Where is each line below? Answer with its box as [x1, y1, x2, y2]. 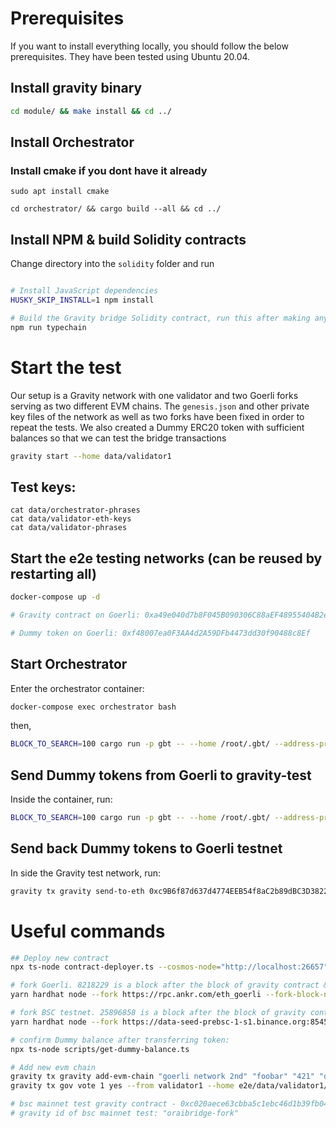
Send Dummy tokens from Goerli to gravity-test [10, 767, 312, 784]
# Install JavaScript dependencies [10, 286, 159, 296]
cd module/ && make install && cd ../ [10, 106, 172, 116]
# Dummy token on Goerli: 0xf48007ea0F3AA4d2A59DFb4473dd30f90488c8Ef [10, 628, 311, 638]
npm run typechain [10, 322, 87, 332]
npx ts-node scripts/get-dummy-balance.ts [10, 1044, 190, 1054]
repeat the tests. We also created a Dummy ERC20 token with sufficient [10, 421, 305, 433]
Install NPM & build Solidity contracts [10, 231, 247, 248]
